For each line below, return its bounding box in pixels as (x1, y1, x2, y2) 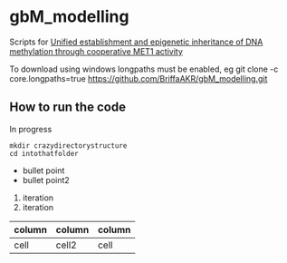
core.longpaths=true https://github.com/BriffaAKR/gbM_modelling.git (9, 73, 268, 83)
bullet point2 (22, 174, 70, 185)
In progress (9, 123, 53, 134)
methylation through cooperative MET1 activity (9, 45, 184, 56)
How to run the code (9, 100, 127, 115)
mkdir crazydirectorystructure (9, 141, 128, 151)
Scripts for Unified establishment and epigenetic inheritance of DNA (9, 36, 263, 47)
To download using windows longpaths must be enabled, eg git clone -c (9, 63, 279, 74)
